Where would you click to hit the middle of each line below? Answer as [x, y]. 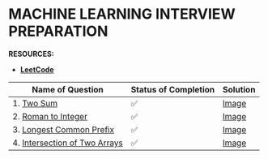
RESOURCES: [31, 54]
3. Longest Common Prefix [64, 129]
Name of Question [68, 89]
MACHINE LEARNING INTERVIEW [122, 14]
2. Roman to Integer [50, 116]
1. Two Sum [35, 103]
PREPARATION [58, 31]
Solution [239, 89]
